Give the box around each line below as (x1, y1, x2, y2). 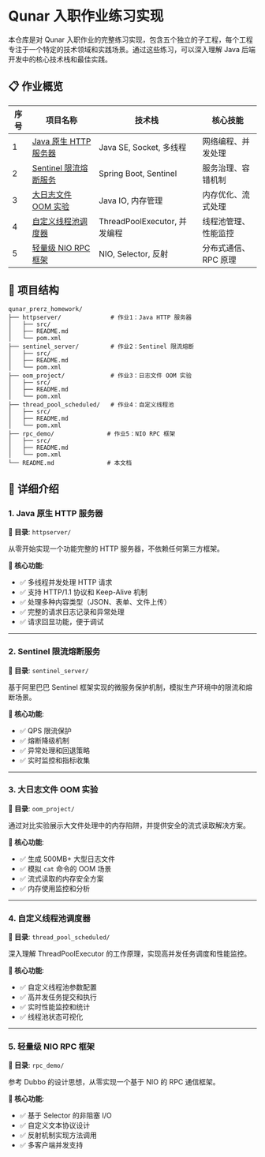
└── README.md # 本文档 (8, 459, 132, 466)
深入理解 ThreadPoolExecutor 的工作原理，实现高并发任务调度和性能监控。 (8, 949, 252, 959)
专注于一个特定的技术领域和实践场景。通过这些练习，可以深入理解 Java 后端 (8, 44, 256, 54)
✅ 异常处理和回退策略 (19, 745, 91, 754)
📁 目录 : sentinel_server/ (8, 665, 89, 675)
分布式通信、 (202, 242, 250, 253)
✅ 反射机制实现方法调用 (19, 1130, 97, 1140)
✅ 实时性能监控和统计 (19, 1002, 91, 1012)
